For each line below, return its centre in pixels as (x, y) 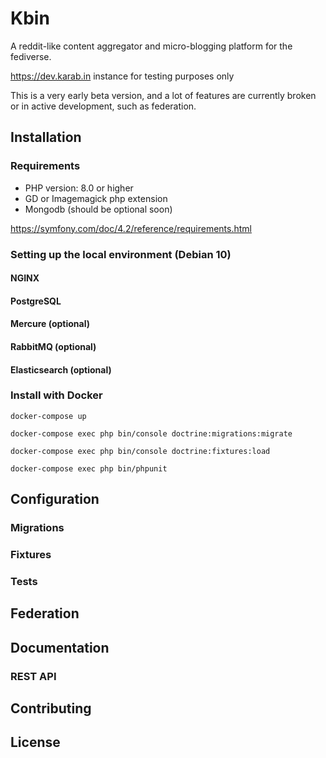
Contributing (51, 708)
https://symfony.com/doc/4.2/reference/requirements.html (131, 228)
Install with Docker (56, 395)
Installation (46, 137)
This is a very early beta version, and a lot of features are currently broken (163, 95)
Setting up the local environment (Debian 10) (121, 254)
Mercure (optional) (50, 324)
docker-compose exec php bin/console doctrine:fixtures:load (140, 451)
